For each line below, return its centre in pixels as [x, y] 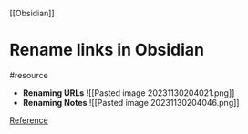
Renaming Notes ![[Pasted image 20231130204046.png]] [131, 102]
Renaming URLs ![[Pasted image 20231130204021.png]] [129, 93]
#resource [29, 75]
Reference [29, 120]
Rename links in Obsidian [107, 50]
